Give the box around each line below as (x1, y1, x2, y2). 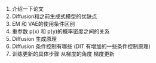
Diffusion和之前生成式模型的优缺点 (11, 13, 97, 20)
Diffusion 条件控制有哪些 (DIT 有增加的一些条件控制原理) (11, 43, 151, 50)
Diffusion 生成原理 (11, 35, 57, 42)
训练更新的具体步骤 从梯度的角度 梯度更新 (11, 50, 115, 57)
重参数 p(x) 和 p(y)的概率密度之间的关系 (11, 28, 110, 35)
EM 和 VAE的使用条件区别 (11, 20, 75, 27)
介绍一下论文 (11, 5, 44, 12)
